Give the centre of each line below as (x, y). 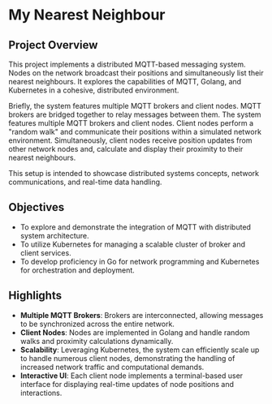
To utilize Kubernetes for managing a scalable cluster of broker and (133, 244)
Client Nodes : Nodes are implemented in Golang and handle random (135, 332)
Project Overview (53, 45)
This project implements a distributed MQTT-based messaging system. (127, 64)
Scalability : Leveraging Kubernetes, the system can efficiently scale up (140, 350)
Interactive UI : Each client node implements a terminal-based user (132, 376)
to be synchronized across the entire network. (97, 324)
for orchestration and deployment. (78, 270)
